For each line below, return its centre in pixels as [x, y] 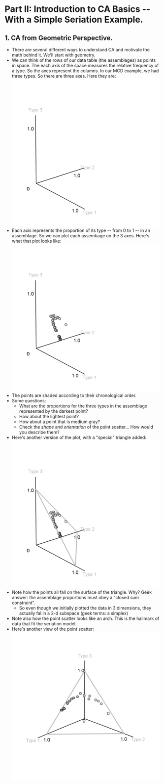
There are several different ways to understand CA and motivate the [81, 50]
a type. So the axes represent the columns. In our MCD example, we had [85, 71]
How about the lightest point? [49, 417]
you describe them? [39, 432]
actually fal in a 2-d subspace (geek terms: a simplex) [74, 613]
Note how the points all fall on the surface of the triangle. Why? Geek [82, 592]
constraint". [23, 603]
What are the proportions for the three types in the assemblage [83, 406]
